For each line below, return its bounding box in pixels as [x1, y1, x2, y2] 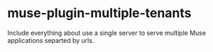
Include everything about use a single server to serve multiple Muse [7, 28, 207, 37]
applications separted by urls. [7, 36, 94, 44]
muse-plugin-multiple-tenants [7, 5, 192, 21]
